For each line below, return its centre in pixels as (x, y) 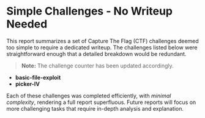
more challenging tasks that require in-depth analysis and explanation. (95, 108)
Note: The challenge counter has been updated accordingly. (98, 66)
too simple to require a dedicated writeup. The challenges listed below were (102, 47)
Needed (27, 24)
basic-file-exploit (38, 77)
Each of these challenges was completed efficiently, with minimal (89, 95)
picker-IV (27, 84)
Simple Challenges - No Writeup (90, 11)
